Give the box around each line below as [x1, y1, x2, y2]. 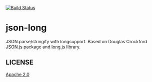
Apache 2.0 [5, 71, 29, 77]
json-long [5, 22, 47, 33]
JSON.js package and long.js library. [5, 44, 81, 50]
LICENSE [5, 58, 34, 67]
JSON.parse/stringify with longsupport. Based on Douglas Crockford [5, 38, 147, 44]
